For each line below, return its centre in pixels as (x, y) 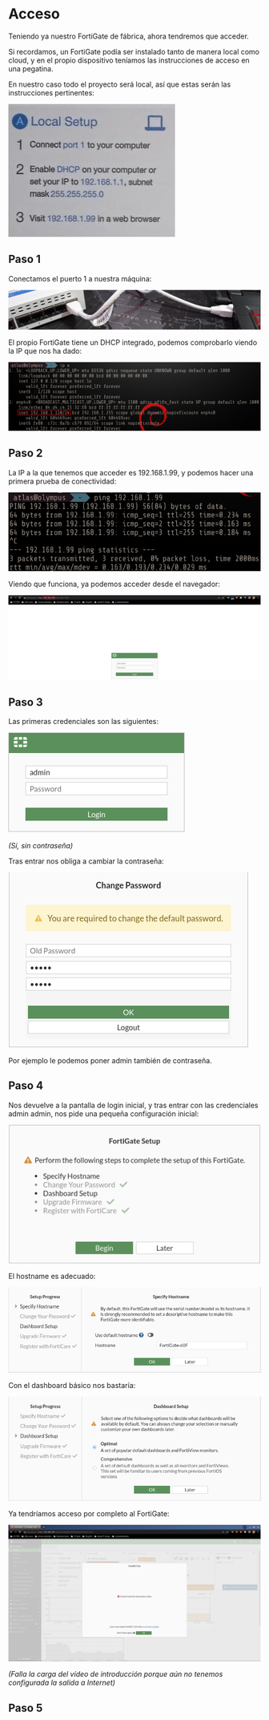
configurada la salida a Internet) (62, 1683)
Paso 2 (26, 453)
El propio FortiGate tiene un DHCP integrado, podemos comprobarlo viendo (133, 342)
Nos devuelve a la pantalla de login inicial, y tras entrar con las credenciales (133, 1105)
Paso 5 (26, 1708)
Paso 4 (26, 1086)
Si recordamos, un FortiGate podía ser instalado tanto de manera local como (134, 51)
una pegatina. (31, 68)
